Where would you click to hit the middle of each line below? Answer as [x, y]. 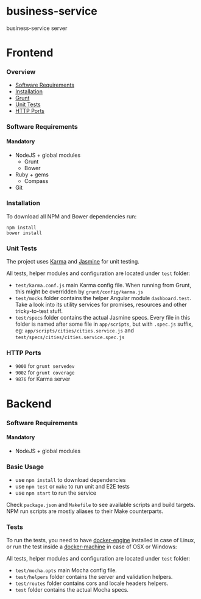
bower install [24, 233]
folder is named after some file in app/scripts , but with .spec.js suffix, [104, 324]
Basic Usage [25, 467]
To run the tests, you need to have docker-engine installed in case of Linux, [101, 540]
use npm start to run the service [55, 493]
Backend [29, 404]
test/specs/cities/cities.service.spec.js [70, 338]
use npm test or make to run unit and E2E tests [72, 487]
